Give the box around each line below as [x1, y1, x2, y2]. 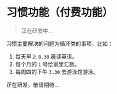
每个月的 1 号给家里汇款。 [15, 60, 80, 68]
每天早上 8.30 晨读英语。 [15, 52, 78, 60]
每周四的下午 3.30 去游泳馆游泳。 [15, 68, 99, 75]
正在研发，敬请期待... [6, 81, 60, 89]
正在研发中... [21, 27, 53, 34]
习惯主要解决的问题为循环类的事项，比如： [6, 40, 113, 47]
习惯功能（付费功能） [6, 5, 114, 20]
